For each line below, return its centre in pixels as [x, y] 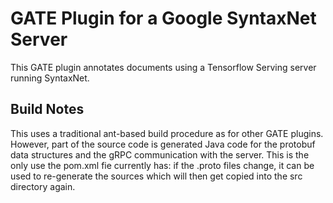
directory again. [43, 186]
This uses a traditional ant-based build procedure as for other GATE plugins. [167, 133]
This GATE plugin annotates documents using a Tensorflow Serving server [163, 67]
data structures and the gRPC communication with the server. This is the [160, 154]
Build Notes [47, 109]
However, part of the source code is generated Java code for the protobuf [163, 144]
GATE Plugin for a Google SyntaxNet [163, 18]
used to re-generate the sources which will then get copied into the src [156, 176]
